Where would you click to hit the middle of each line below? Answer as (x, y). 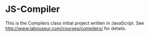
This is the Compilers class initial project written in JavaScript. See (75, 23)
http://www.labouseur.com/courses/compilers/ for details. (66, 28)
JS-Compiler (33, 9)
